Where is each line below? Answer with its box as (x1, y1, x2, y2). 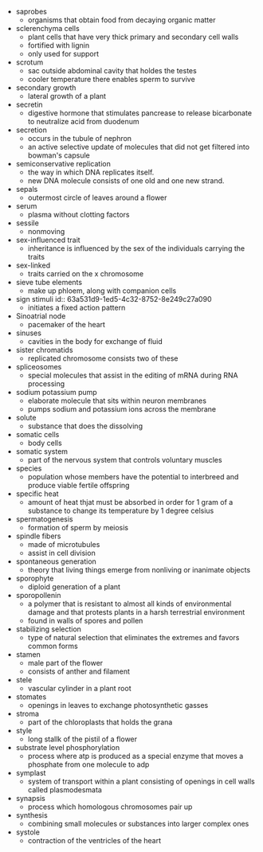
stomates (15, 692, 47, 702)
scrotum (15, 57, 44, 67)
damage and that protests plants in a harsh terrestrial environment (27, 608, 245, 616)
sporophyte (15, 573, 54, 583)
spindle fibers (15, 531, 61, 541)
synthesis (15, 811, 48, 819)
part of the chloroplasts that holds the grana (27, 717, 173, 727)
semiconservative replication (15, 159, 112, 168)
